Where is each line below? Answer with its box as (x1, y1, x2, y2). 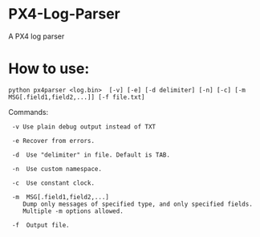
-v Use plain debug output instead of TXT (11, 122, 156, 131)
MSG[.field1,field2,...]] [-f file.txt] (8, 93, 146, 101)
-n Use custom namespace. (11, 165, 103, 173)
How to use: (8, 59, 90, 78)
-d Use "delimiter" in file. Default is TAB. (11, 150, 171, 159)
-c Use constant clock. (11, 178, 95, 187)
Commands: (8, 107, 49, 116)
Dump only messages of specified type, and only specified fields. (22, 200, 253, 208)
